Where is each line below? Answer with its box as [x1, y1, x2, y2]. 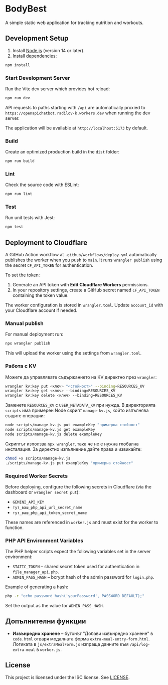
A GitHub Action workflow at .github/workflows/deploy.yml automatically [5, 252, 157, 258]
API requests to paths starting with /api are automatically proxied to [5, 104, 145, 110]
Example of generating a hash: [5, 584, 69, 590]
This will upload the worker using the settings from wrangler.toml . [5, 350, 142, 356]
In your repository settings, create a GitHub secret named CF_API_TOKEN [12, 287, 160, 293]
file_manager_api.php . [12, 569, 59, 575]
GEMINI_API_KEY [12, 499, 45, 504]
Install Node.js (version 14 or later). [12, 47, 85, 53]
